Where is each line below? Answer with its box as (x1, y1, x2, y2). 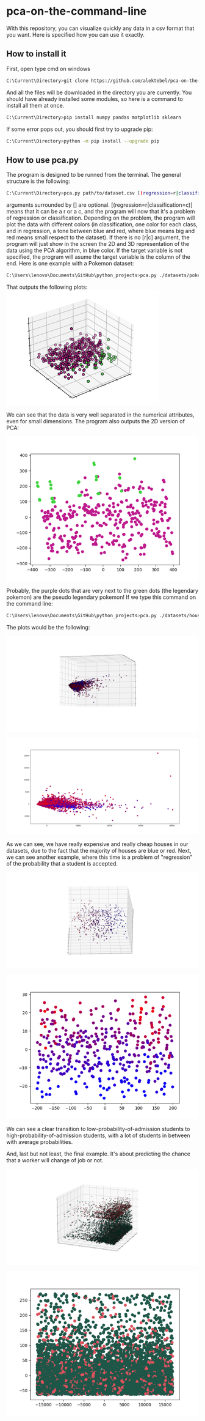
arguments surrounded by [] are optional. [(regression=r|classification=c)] (6, 201, 193, 209)
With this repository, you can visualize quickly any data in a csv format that (6, 24, 195, 32)
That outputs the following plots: (6, 283, 88, 291)
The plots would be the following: (6, 623, 90, 631)
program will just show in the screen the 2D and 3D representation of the (6, 240, 190, 248)
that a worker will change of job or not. (6, 1156, 104, 1163)
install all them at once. (6, 102, 65, 109)
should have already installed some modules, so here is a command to (6, 95, 183, 102)
